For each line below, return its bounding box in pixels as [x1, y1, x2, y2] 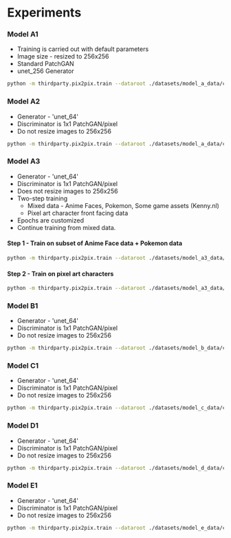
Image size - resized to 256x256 [16, 52, 109, 61]
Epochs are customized [16, 216, 85, 225]
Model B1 [7, 301, 38, 311]
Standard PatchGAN [16, 60, 74, 68]
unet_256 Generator [16, 67, 74, 75]
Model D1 [7, 421, 39, 431]
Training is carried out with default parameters [16, 45, 149, 53]
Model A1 [7, 30, 39, 39]
